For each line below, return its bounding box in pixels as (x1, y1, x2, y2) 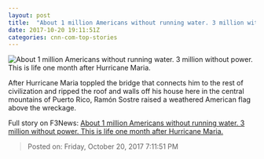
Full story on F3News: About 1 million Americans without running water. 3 (8, 118, 245, 128)
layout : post (8, 11, 51, 20)
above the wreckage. (8, 103, 77, 113)
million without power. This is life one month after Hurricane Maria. (8, 127, 224, 136)
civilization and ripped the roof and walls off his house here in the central (8, 87, 245, 96)
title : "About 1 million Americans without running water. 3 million (8, 19, 244, 27)
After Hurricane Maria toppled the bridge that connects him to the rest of (8, 78, 244, 88)
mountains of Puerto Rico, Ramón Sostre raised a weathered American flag (8, 95, 251, 104)
